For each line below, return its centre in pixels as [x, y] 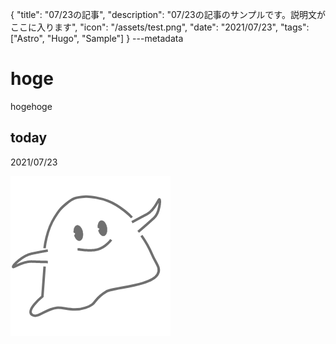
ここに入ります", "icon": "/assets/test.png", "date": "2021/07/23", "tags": [160, 27]
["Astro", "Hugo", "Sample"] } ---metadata [97, 38]
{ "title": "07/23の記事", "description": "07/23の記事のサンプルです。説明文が [168, 14]
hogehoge [31, 106]
